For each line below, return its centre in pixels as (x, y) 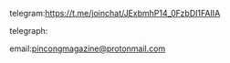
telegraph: (29, 31)
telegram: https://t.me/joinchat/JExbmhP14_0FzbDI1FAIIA (115, 13)
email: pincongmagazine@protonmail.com (88, 48)
